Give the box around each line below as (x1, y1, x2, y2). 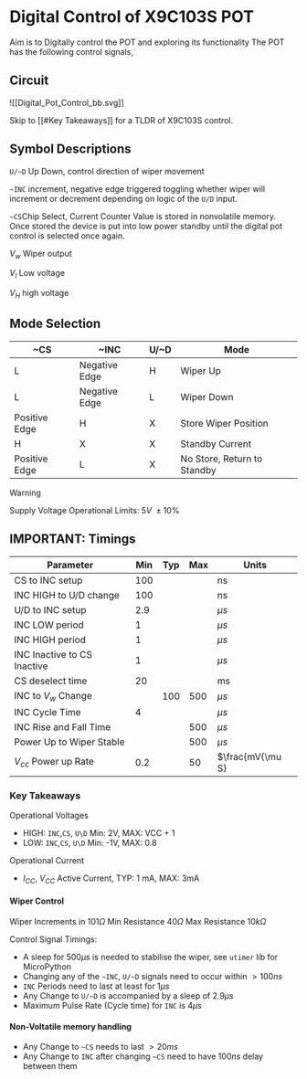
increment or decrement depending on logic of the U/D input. (9, 193, 238, 204)
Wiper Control (9, 895, 65, 906)
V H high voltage (9, 288, 69, 301)
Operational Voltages (9, 810, 89, 821)
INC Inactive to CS (14, 648, 93, 661)
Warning (9, 487, 41, 498)
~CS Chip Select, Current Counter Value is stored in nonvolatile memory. (9, 210, 277, 221)
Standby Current (180, 437, 252, 450)
